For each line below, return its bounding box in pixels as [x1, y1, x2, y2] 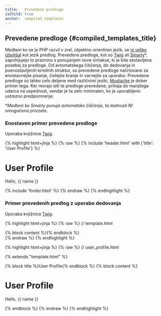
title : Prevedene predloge [5, 7, 64, 12]
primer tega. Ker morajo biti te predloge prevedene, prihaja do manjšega [5, 83, 149, 89]
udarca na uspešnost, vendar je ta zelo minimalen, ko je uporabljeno [5, 88, 141, 94]
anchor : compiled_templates [5, 16, 64, 21]
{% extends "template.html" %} [5, 253, 68, 259]
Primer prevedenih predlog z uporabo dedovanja [5, 200, 121, 206]
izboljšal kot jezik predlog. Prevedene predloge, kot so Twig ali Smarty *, [5, 52, 147, 58]
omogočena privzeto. [5, 108, 48, 114]
